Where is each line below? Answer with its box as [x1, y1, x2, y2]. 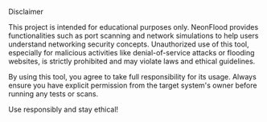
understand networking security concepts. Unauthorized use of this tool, [8, 39, 249, 49]
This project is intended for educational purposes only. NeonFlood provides [8, 22, 259, 31]
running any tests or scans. [8, 89, 99, 99]
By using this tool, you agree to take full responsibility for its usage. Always [8, 72, 257, 81]
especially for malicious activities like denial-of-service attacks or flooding [8, 48, 255, 57]
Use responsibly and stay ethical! [8, 104, 119, 114]
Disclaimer [8, 7, 44, 16]
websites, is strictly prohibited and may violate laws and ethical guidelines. [8, 56, 256, 66]
